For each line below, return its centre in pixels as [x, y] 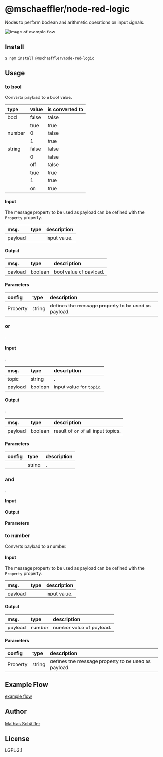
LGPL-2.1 [14, 750]
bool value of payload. [79, 272]
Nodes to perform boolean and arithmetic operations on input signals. [75, 22]
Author [16, 712]
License [17, 738]
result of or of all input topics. [87, 431]
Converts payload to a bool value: [39, 97]
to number [17, 535]
